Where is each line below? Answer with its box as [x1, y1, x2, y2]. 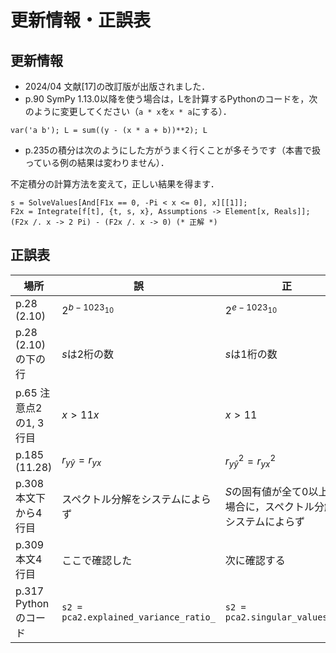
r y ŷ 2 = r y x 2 [224, 452, 277, 470]
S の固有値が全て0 [224, 484, 309, 498]
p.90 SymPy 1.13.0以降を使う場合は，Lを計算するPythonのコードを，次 [24, 93, 318, 105]
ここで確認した [61, 553, 133, 567]
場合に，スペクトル [224, 499, 315, 513]
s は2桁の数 [61, 347, 115, 361]
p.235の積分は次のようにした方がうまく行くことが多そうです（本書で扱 [24, 144, 321, 156]
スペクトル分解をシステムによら [61, 492, 212, 506]
